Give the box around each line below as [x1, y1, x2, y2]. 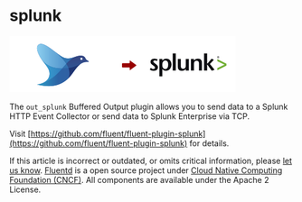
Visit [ [9, 128, 32, 139]
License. [9, 184, 42, 195]
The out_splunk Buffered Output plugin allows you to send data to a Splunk [9, 101, 288, 112]
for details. [189, 137, 230, 149]
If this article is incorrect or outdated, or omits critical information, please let [9, 155, 292, 166]
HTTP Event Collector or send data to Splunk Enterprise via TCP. [9, 110, 250, 122]
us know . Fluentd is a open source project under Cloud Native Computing [9, 164, 283, 176]
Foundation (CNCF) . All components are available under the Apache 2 [9, 174, 269, 185]
